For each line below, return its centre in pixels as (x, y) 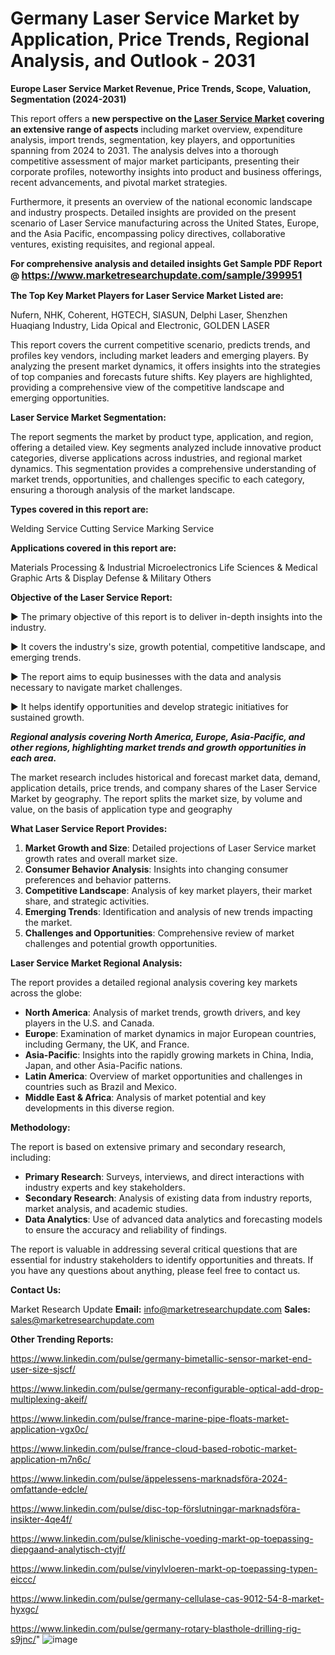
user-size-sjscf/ (43, 1369)
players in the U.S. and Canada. (89, 1023)
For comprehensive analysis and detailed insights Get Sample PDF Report (166, 263)
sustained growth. (47, 717)
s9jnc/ (23, 1639)
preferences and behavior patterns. (98, 879)
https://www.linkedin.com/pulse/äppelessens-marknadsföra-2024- (149, 1478)
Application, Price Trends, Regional (160, 39)
